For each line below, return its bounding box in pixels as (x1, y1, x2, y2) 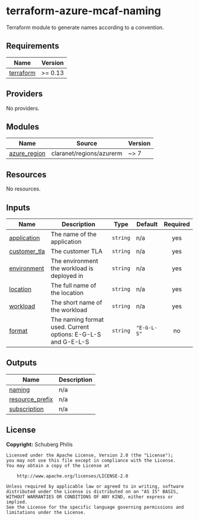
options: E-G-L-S (50, 331, 101, 338)
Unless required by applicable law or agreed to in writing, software (6, 483, 184, 489)
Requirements (6, 41, 59, 51)
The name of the (50, 230, 97, 238)
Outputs (6, 358, 37, 368)
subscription (9, 405, 44, 413)
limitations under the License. (6, 509, 86, 515)
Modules (6, 122, 40, 132)
